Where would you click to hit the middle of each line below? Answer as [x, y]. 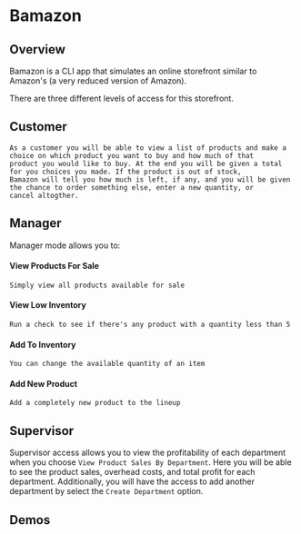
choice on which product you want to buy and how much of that [132, 155]
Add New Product [44, 383]
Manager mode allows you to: [65, 245]
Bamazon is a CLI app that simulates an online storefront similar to [133, 71]
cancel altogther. [44, 195]
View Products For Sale [55, 266]
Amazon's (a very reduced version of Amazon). [98, 81]
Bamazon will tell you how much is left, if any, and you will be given [150, 179]
